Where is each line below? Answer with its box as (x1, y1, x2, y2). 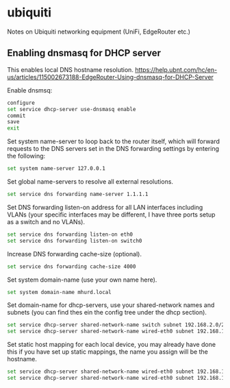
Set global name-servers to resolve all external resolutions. (7, 178, 173, 186)
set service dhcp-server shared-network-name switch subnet (7, 322, 183, 328)
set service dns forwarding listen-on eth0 (7, 231, 133, 238)
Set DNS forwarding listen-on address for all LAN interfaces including (7, 203, 203, 211)
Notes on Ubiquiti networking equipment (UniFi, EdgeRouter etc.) (7, 27, 190, 36)
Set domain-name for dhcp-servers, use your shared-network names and (7, 301, 215, 309)
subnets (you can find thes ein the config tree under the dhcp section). (7, 308, 207, 317)
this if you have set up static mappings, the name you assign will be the (7, 348, 209, 356)
